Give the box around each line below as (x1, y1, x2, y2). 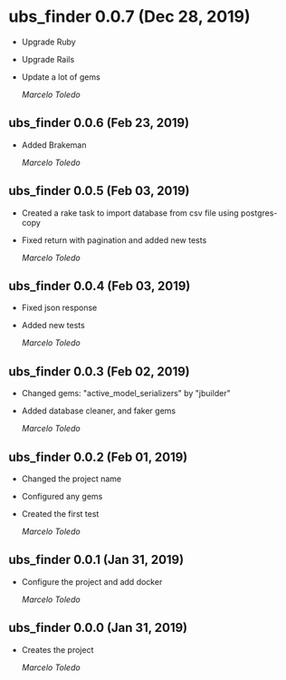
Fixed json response (21, 302, 98, 314)
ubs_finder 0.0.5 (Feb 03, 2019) (8, 183, 191, 199)
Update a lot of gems (21, 71, 100, 83)
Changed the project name (21, 473, 122, 484)
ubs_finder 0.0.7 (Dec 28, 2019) (8, 6, 251, 27)
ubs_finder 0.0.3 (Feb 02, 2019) (8, 364, 191, 379)
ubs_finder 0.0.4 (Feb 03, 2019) (8, 278, 191, 294)
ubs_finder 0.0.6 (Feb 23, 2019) (8, 115, 190, 131)
